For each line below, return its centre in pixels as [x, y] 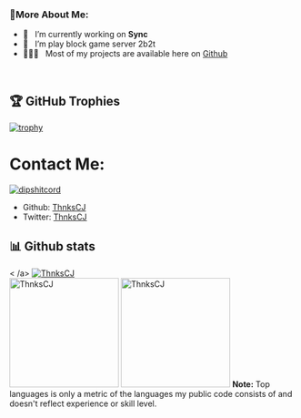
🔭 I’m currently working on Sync [85, 35]
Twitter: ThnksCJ [55, 217]
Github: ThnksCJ [54, 208]
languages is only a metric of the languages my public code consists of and [151, 393]
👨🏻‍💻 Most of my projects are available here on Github [125, 54]
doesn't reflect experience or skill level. [83, 403]
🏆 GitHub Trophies [65, 101]
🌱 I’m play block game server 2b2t [89, 44]
